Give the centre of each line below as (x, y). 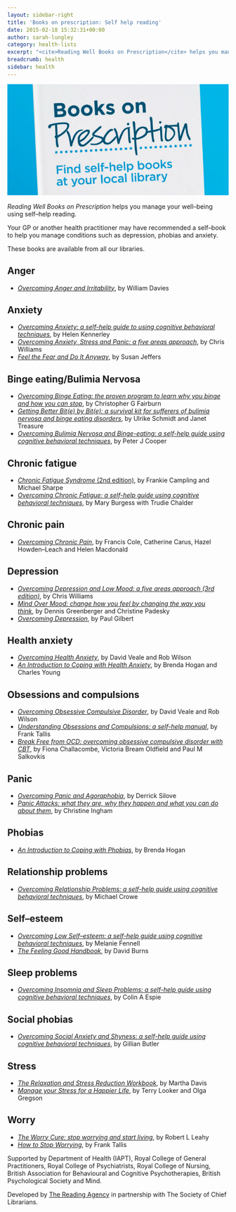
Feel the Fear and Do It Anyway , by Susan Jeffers (89, 357)
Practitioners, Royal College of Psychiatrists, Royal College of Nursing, (109, 1165)
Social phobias (40, 1019)
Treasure (31, 426)
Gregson (30, 1098)
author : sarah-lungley (40, 37)
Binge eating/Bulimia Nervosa (74, 379)
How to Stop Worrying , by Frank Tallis (72, 1144)
